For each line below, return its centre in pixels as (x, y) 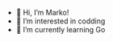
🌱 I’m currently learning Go (61, 29)
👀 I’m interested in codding (61, 21)
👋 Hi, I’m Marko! (42, 13)
